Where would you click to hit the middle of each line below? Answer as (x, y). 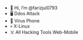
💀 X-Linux (20, 26)
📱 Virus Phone (25, 21)
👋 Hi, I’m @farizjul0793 (34, 8)
